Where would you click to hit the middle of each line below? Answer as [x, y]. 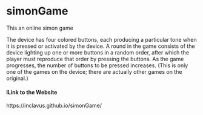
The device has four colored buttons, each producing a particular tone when [101, 39]
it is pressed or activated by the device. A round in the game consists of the [101, 46]
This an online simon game [40, 28]
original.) [17, 78]
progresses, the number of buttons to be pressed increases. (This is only [97, 65]
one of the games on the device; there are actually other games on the [94, 71]
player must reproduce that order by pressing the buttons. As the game [95, 59]
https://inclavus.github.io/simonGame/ [54, 106]
